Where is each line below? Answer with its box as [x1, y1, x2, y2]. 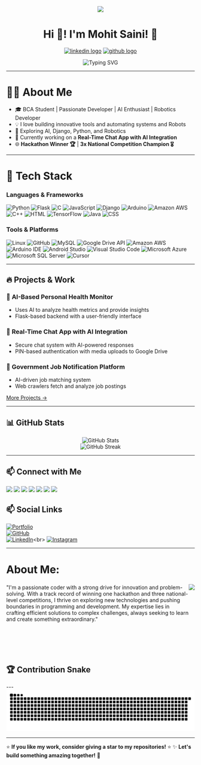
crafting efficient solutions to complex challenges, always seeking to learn [6, 609, 189, 617]
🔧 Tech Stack [6, 169, 73, 183]
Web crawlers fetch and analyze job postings [14, 382, 127, 390]
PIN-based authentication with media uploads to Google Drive [14, 347, 168, 355]
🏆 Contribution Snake [6, 664, 91, 675]
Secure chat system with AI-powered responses [14, 341, 134, 348]
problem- [159, 584, 183, 591]
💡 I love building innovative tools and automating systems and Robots [14, 120, 187, 127]
